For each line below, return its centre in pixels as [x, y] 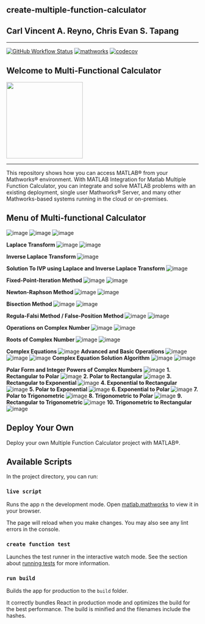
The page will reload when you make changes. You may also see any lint [97, 522]
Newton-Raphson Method [40, 292]
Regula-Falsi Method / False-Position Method [65, 316]
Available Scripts [39, 462]
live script [24, 492]
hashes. [16, 616]
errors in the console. [33, 529]
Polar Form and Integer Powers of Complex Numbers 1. [88, 370]
